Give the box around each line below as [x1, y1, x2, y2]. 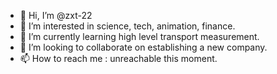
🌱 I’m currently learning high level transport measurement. [19, 31, 260, 42]
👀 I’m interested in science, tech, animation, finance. [19, 20, 236, 32]
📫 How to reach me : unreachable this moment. [19, 53, 218, 64]
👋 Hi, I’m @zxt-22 [19, 10, 93, 21]
